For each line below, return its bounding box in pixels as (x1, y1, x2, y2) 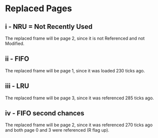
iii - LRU (5, 82, 29, 91)
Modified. (5, 41, 25, 46)
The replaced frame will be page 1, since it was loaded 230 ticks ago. (5, 68, 145, 73)
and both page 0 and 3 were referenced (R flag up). (5, 127, 109, 133)
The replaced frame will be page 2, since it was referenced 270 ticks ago (5, 122, 153, 128)
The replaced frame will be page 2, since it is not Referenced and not (5, 35, 145, 41)
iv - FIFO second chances (5, 109, 84, 117)
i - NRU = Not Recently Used (5, 23, 93, 31)
